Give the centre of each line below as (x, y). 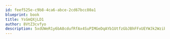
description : (19, 29)
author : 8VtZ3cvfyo (26, 24)
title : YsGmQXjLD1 (25, 19)
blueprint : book (22, 15)
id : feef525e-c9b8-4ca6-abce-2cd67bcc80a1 (51, 10)
